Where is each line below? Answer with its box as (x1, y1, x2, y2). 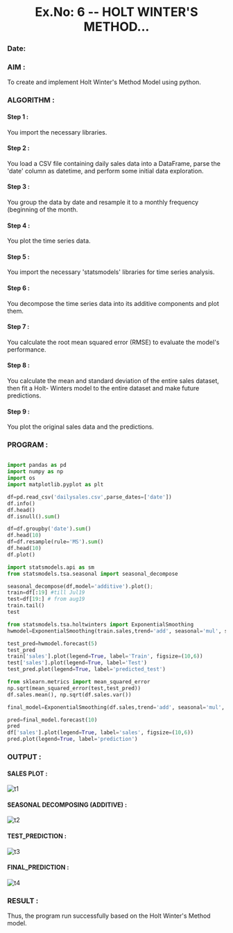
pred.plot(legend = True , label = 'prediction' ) (7, 736, 138, 743)
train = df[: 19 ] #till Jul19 (7, 589, 85, 597)
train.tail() (7, 602, 45, 609)
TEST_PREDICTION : (7, 832, 67, 840)
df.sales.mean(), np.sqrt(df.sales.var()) (7, 691, 132, 698)
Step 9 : (7, 407, 30, 416)
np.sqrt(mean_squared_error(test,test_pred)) (7, 685, 141, 692)
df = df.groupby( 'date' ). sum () (7, 525, 92, 533)
